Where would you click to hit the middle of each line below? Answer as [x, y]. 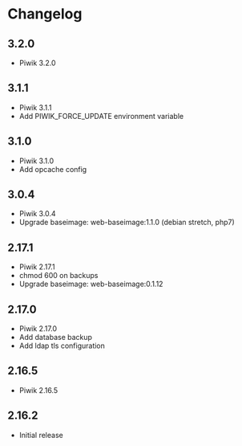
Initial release [41, 435]
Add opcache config [53, 169]
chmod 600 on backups [58, 276]
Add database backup [56, 338]
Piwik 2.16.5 [38, 390]
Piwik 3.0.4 [38, 214]
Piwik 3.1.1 [35, 107]
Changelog [45, 14]
